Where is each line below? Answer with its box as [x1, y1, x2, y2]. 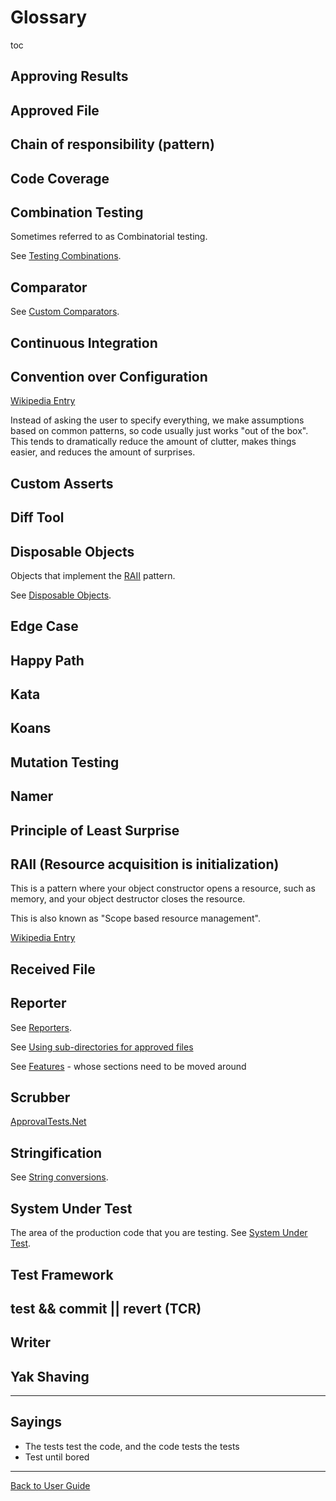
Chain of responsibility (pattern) [10, 136, 215, 153]
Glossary [10, 6, 88, 29]
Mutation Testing [10, 754, 120, 771]
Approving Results [10, 68, 129, 85]
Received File [10, 961, 96, 978]
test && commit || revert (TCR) [10, 1300, 202, 1317]
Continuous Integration [10, 334, 158, 351]
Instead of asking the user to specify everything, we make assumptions [10, 414, 305, 426]
